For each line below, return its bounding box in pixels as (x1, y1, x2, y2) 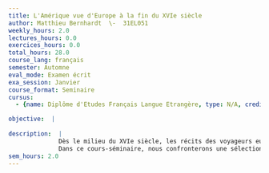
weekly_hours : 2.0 (8, 26, 70, 34)
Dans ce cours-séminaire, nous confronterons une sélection (58, 144, 263, 152)
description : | (8, 130, 62, 138)
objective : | (8, 115, 56, 124)
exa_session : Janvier (8, 78, 81, 86)
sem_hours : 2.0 (8, 152, 59, 160)
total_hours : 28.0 (8, 49, 70, 57)
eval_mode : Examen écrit (8, 71, 91, 79)
